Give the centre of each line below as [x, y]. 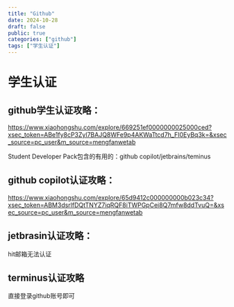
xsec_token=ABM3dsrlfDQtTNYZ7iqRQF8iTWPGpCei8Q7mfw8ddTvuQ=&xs [116, 205]
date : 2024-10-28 [33, 20]
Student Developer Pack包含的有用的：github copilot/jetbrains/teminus [109, 156]
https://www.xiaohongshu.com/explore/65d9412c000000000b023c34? [111, 197]
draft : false [27, 26]
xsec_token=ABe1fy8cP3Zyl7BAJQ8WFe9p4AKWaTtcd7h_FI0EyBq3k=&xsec [117, 135]
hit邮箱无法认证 [30, 254]
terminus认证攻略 [46, 278]
